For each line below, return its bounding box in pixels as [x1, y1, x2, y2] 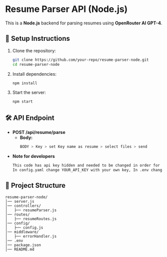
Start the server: [12, 90, 46, 96]
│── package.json [5, 243, 41, 248]
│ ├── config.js [5, 225, 43, 230]
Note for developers [12, 153, 55, 159]
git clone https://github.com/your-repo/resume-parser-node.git [12, 57, 149, 62]
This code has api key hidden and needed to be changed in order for [12, 163, 161, 168]
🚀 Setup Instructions [5, 34, 70, 43]
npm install [12, 81, 37, 86]
